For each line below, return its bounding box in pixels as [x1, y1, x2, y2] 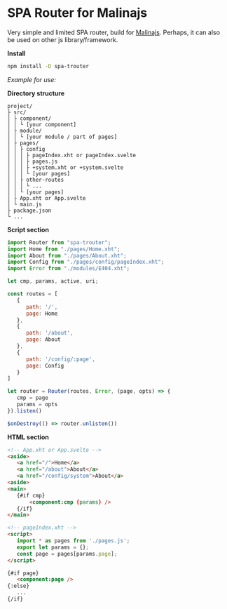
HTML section [7, 433, 49, 441]
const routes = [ [7, 290, 58, 297]
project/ [7, 102, 33, 109]
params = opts [16, 401, 58, 408]
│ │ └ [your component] [7, 121, 77, 128]
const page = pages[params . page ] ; [16, 550, 118, 557]
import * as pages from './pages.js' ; [16, 537, 130, 544]
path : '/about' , [25, 330, 74, 337]
